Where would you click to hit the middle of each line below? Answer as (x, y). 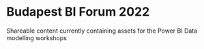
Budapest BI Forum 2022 (78, 12)
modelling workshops (37, 37)
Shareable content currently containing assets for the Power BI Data (102, 31)
